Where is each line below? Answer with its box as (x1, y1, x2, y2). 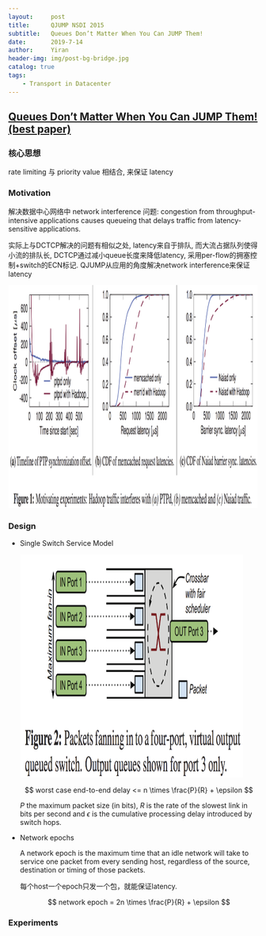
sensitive (8, 224, 38, 233)
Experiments (8, 917, 59, 928)
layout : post (8, 13, 66, 21)
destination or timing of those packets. (19, 865, 146, 874)
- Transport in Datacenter (22, 79, 112, 87)
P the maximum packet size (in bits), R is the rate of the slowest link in (19, 800, 248, 810)
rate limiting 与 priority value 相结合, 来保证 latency (8, 167, 174, 177)
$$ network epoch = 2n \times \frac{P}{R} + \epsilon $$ (47, 897, 231, 907)
